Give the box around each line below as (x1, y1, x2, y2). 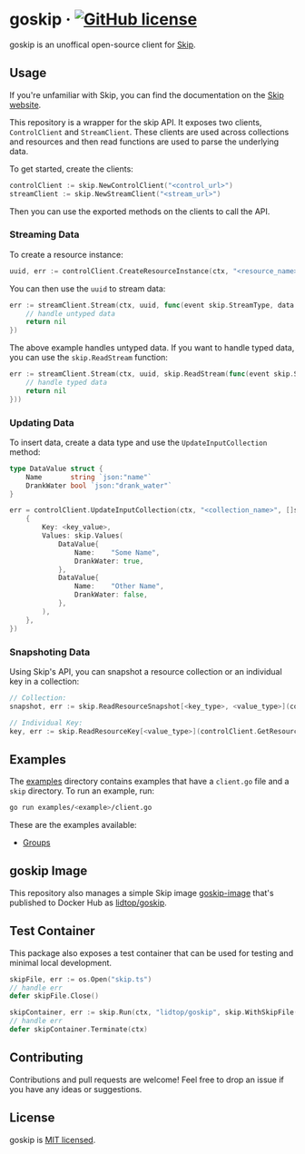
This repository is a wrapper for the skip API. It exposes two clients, (9, 116, 262, 127)
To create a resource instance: (9, 249, 124, 260)
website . (9, 99, 42, 110)
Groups (22, 837, 51, 848)
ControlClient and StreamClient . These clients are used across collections (9, 126, 290, 137)
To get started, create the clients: (9, 163, 133, 174)
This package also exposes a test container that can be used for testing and (9, 947, 293, 958)
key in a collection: (9, 676, 80, 686)
